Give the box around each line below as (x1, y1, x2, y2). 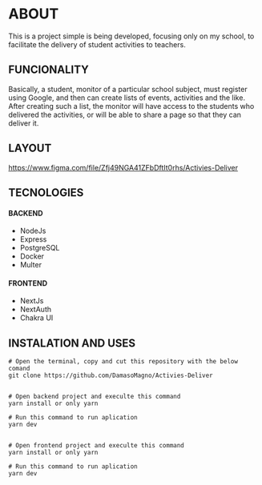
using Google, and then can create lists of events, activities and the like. (8, 93, 246, 102)
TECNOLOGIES (8, 186, 84, 199)
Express (19, 234, 47, 244)
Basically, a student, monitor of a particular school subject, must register (8, 84, 248, 94)
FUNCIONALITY (8, 63, 90, 77)
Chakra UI (19, 313, 54, 323)
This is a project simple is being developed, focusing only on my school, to (8, 31, 255, 41)
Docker (19, 251, 45, 261)
